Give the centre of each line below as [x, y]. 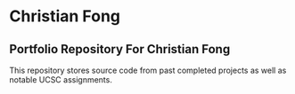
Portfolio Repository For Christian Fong [120, 49]
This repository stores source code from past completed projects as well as [148, 70]
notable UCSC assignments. [61, 80]
